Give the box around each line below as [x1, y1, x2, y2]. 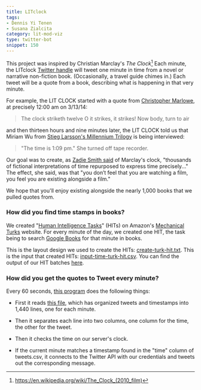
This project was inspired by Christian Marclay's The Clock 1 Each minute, [6, 58, 187, 67]
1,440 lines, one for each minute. [14, 305, 96, 313]
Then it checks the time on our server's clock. [14, 335, 129, 343]
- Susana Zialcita [6, 25, 52, 32]
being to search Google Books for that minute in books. [6, 235, 142, 242]
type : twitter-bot [6, 37, 52, 43]
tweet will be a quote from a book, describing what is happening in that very [6, 79, 194, 86]
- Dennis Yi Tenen [6, 20, 52, 26]
